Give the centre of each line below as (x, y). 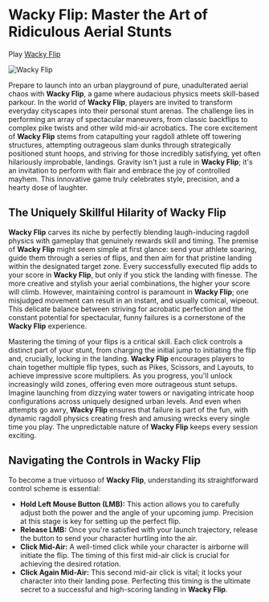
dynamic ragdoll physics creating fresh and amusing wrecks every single (129, 418)
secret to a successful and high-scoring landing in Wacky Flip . (124, 589)
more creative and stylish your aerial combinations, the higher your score (129, 283)
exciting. (22, 435)
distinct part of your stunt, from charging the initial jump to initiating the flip (132, 350)
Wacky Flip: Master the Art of (108, 15)
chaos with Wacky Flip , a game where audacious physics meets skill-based (134, 93)
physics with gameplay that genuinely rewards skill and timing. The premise (134, 240)
